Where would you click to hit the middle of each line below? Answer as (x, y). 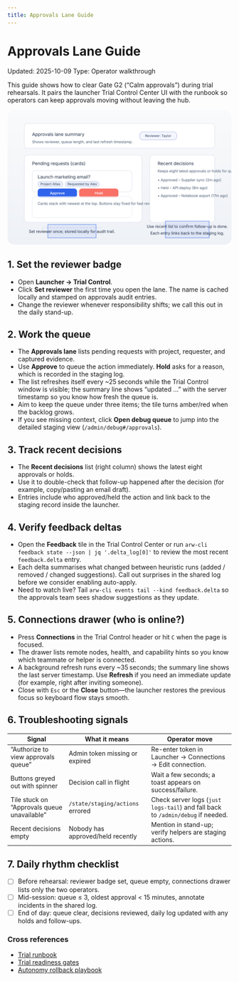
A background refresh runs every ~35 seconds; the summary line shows (123, 667)
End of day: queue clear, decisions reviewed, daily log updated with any (123, 913)
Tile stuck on (29, 799)
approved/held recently (103, 836)
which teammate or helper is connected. (77, 659)
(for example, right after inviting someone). (80, 682)
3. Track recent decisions (65, 450)
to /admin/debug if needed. (190, 815)
